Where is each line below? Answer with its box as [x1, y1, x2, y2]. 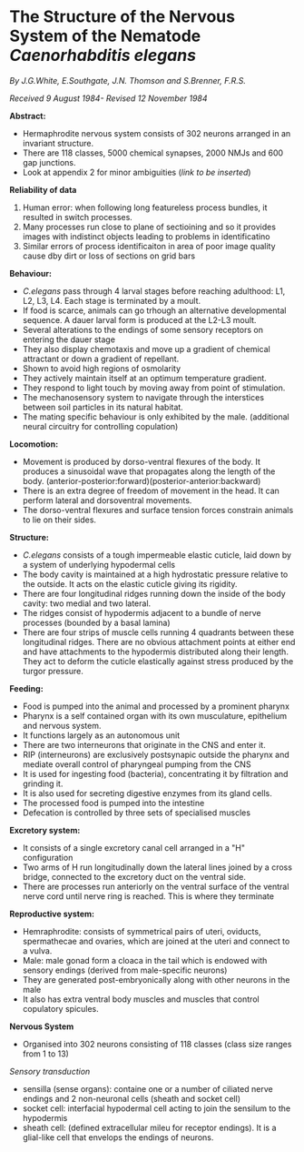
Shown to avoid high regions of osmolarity [22, 362, 181, 374]
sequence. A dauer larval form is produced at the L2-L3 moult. [22, 314, 257, 325]
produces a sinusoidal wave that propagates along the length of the [22, 466, 276, 477]
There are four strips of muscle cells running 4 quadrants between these [22, 626, 295, 638]
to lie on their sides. [22, 514, 97, 525]
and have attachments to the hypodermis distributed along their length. [22, 646, 289, 657]
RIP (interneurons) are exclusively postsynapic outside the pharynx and [22, 749, 290, 760]
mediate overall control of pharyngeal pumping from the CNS [22, 758, 251, 770]
